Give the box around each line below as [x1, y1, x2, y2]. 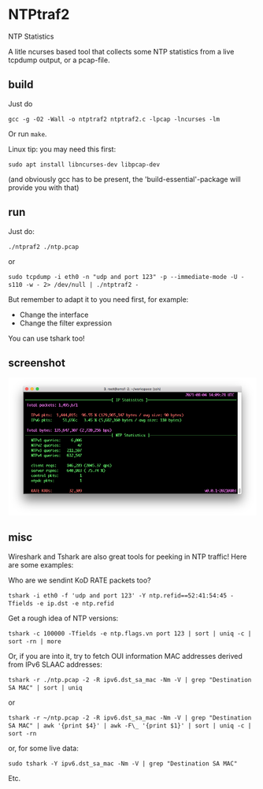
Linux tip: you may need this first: [8, 144, 117, 154]
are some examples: [8, 560, 74, 569]
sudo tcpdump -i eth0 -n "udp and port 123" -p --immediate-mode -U [8, 273, 238, 281]
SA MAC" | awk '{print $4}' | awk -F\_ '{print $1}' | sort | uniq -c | [8, 721, 252, 730]
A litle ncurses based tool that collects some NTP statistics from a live [8, 47, 235, 56]
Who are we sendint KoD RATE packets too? [8, 575, 151, 585]
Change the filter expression [19, 318, 113, 328]
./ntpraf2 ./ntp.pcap [8, 243, 80, 251]
